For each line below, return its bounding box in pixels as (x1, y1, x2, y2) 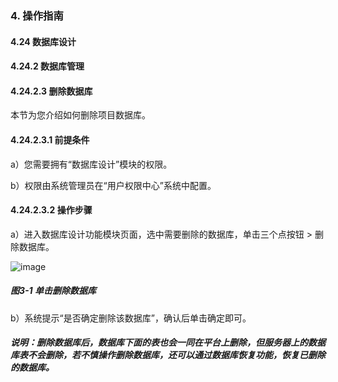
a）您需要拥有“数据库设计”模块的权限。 (10, 158, 173, 170)
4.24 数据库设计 (10, 35, 77, 47)
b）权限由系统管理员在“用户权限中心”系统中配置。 (10, 179, 217, 191)
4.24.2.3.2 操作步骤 (10, 204, 93, 216)
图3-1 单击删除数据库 (10, 285, 97, 297)
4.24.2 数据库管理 (10, 60, 85, 72)
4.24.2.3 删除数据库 (10, 85, 93, 97)
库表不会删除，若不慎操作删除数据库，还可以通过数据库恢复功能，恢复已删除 (10, 349, 326, 361)
